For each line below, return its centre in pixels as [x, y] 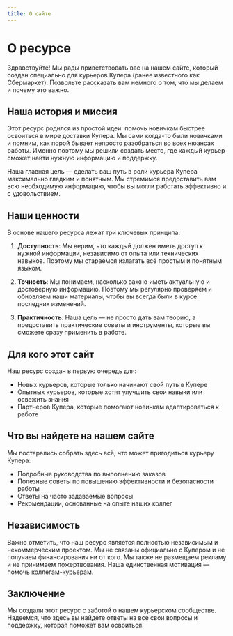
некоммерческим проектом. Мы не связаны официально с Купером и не [116, 550]
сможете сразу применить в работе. [72, 333]
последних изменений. [51, 304]
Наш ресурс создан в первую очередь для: [72, 371]
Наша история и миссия [63, 111]
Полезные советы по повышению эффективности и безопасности [115, 481]
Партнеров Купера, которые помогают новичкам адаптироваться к [118, 407]
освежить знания [43, 399]
